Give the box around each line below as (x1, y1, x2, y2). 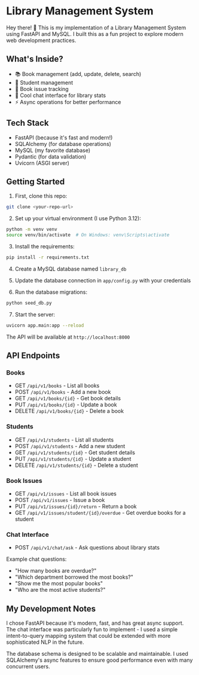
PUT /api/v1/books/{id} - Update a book (14, 401, 118, 408)
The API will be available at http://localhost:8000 (6, 333, 130, 340)
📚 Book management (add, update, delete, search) (14, 70, 142, 77)
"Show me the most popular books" (14, 580, 103, 587)
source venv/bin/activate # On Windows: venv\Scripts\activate (6, 232, 170, 238)
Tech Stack (6, 118, 49, 128)
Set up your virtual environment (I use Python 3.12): (14, 215, 142, 222)
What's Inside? (6, 54, 64, 64)
